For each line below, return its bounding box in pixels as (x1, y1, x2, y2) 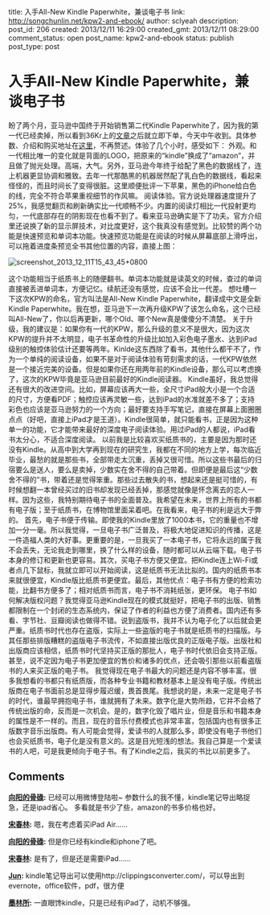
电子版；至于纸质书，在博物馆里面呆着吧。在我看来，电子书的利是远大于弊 (14, 505, 262, 515)
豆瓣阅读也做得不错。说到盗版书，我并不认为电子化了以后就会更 (50, 615, 262, 625)
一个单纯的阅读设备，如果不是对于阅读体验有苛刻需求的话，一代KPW (14, 354, 243, 363)
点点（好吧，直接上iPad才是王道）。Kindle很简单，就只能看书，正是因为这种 (8, 414, 259, 424)
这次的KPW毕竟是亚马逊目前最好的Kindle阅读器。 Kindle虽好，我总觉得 (22, 374, 259, 384)
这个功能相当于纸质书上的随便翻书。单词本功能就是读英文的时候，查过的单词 (8, 273, 262, 283)
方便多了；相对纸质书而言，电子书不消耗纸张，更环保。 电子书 (43, 585, 250, 595)
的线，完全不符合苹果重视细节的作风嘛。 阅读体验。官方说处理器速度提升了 (8, 191, 257, 200)
